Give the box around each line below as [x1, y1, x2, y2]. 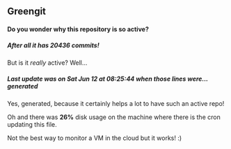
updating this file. [7, 120, 57, 128]
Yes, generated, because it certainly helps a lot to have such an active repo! [7, 99, 225, 107]
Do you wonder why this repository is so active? [7, 24, 150, 33]
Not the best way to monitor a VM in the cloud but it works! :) [7, 134, 182, 142]
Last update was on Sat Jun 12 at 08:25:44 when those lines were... [7, 74, 209, 83]
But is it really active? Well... [7, 58, 88, 67]
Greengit [7, 6, 47, 17]
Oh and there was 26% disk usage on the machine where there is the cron [7, 113, 221, 121]
